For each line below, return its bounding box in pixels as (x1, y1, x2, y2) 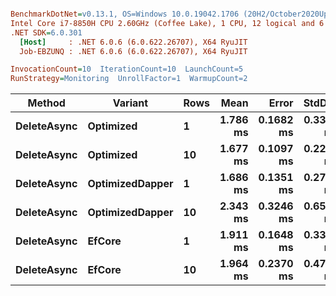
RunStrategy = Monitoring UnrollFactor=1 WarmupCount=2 (10, 74, 248, 84)
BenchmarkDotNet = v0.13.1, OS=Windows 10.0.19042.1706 (10, 9, 240, 19)
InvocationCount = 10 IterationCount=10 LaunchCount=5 (10, 64, 244, 75)
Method (27, 96, 66, 110)
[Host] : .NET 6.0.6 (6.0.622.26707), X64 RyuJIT (19, 37, 248, 47)
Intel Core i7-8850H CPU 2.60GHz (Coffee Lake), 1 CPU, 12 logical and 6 (10, 18, 325, 28)
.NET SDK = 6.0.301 (10, 27, 83, 38)
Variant (112, 96, 149, 110)
